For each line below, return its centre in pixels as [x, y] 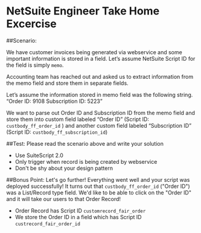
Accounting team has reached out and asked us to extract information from [100, 76]
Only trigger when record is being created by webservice [86, 161]
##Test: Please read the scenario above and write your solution [85, 143]
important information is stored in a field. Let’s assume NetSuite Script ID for [101, 58]
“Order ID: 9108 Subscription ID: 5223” [54, 101]
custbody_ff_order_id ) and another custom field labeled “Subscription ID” [99, 125]
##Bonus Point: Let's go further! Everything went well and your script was [98, 179]
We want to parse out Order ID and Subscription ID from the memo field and [101, 113]
